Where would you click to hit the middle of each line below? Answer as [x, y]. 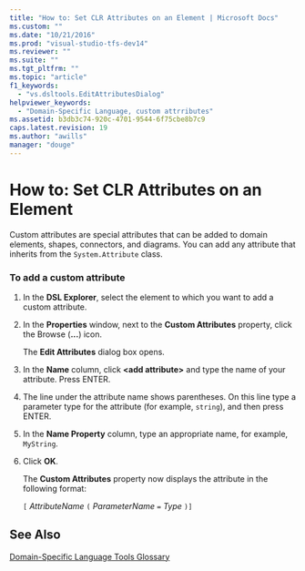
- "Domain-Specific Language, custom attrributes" [116, 111]
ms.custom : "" [36, 26]
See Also [35, 535]
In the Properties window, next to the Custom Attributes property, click [158, 324]
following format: [54, 488]
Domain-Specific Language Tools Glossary [90, 556]
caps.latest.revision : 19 [58, 128]
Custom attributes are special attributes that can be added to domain [139, 234]
